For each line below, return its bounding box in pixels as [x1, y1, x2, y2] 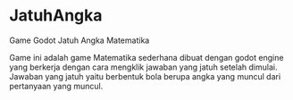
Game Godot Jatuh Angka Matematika [9, 35, 150, 46]
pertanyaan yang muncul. [9, 80, 104, 91]
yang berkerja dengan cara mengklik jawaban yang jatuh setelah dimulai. [9, 62, 278, 72]
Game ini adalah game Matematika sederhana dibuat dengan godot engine [9, 52, 284, 62]
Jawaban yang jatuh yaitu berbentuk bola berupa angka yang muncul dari [9, 71, 281, 81]
